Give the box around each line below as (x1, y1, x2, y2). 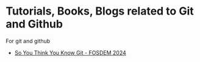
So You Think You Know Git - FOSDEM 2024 (14, 49, 126, 56)
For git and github (5, 37, 51, 44)
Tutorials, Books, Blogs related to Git (5, 4, 194, 18)
